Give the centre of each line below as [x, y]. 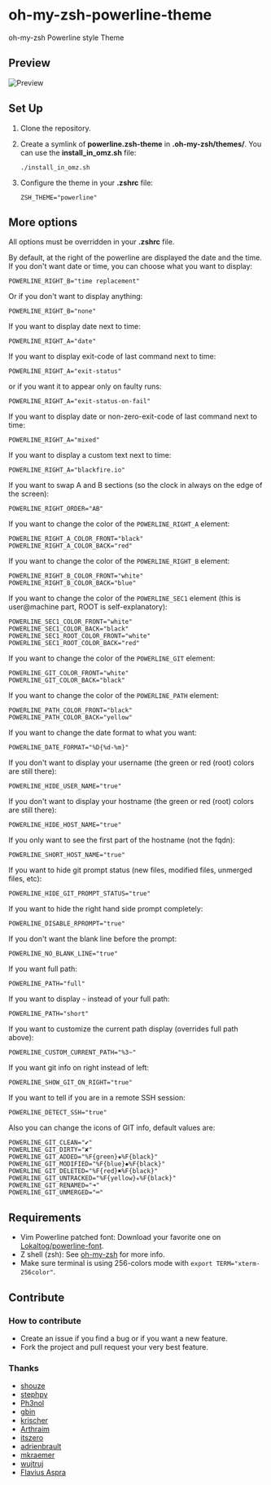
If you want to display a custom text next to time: [90, 455]
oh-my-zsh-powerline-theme [110, 15]
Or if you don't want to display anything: [76, 297]
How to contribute [45, 1320]
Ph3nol [32, 1404]
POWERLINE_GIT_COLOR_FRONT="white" [69, 674]
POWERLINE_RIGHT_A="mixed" [54, 440]
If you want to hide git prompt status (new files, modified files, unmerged [131, 870]
